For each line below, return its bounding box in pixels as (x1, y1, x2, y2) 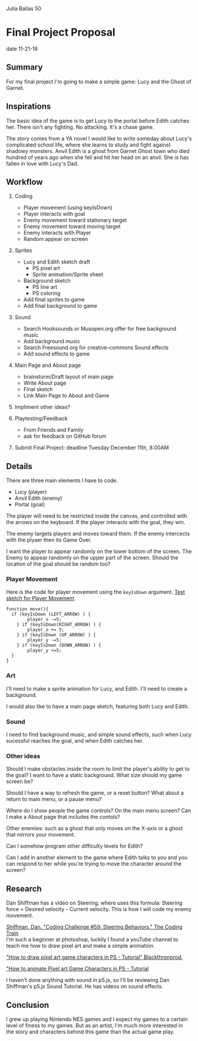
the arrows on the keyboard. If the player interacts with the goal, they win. (6, 519, 186, 526)
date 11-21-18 (6, 45, 38, 52)
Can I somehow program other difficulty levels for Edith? (6, 842, 143, 850)
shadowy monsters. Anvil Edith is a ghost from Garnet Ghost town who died (6, 147, 190, 154)
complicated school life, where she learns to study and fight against (6, 141, 171, 148)
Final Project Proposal (6, 26, 115, 39)
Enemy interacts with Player (23, 229, 91, 236)
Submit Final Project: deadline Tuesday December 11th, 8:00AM (14, 444, 169, 451)
